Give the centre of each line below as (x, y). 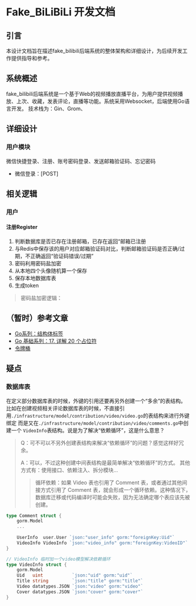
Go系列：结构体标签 (39, 334)
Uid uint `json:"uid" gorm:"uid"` (75, 575)
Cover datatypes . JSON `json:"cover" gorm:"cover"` (80, 592)
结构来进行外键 (171, 415)
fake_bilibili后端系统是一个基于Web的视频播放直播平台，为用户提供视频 (92, 94)
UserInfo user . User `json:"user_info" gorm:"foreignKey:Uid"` (96, 538)
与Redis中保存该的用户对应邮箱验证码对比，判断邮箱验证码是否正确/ (97, 249)
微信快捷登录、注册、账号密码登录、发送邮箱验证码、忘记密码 (81, 161)
